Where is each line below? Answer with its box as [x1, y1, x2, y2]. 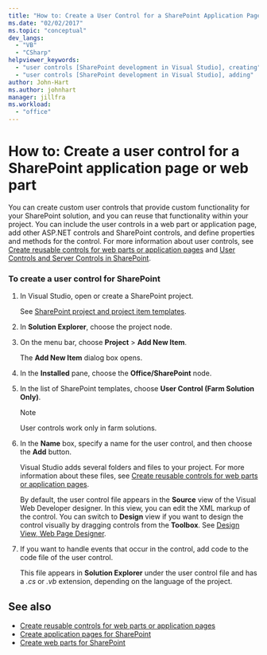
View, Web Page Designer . [19, 529, 106, 539]
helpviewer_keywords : [8, 57, 80, 65]
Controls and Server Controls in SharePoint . [8, 253, 151, 263]
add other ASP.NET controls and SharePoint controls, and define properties [8, 228, 255, 237]
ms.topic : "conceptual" [8, 26, 87, 34]
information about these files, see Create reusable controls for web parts [19, 471, 258, 480]
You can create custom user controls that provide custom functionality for [8, 202, 250, 212]
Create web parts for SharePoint [19, 638, 126, 648]
